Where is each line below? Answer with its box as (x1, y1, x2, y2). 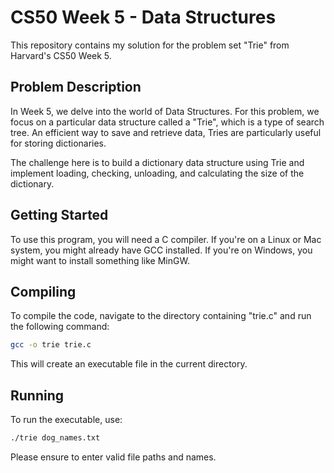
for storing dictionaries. (10, 137, 107, 149)
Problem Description (10, 79, 142, 96)
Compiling (10, 283, 77, 300)
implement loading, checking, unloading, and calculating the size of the (10, 167, 305, 179)
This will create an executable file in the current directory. (10, 358, 248, 370)
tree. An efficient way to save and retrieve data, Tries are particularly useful (10, 126, 322, 138)
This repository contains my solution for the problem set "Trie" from (10, 39, 290, 51)
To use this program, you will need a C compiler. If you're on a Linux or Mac (10, 233, 322, 245)
